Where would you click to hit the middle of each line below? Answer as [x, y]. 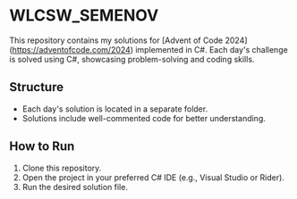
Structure [37, 87]
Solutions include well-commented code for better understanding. [144, 118]
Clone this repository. [62, 168]
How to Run [42, 147]
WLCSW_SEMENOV [84, 16]
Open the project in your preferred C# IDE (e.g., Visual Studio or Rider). [153, 177]
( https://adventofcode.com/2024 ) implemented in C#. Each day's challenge [148, 49]
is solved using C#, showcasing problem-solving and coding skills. [132, 59]
